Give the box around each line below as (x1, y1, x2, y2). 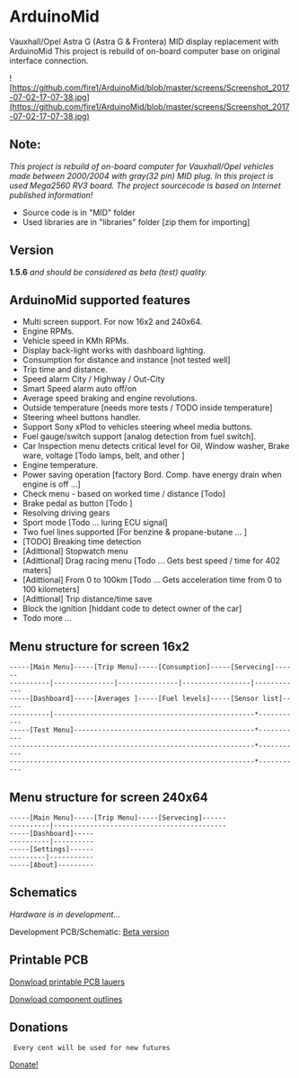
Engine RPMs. (22, 326, 75, 337)
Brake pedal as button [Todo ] (22, 498, 133, 509)
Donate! (9, 1059, 39, 1070)
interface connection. (9, 55, 89, 66)
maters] (22, 565, 52, 576)
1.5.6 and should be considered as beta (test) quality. (9, 266, 208, 277)
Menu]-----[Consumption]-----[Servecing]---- (118, 663, 292, 672)
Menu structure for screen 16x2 (9, 639, 190, 654)
